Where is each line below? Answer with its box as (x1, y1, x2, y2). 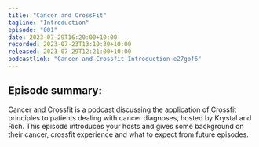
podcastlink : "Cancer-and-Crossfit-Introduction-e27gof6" (8, 56, 202, 63)
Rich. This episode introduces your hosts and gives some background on (8, 121, 245, 131)
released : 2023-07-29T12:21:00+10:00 (8, 48, 132, 56)
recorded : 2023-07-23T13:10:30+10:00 (8, 41, 132, 48)
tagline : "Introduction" (8, 19, 89, 27)
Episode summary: (8, 84, 102, 98)
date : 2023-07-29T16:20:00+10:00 (8, 33, 118, 41)
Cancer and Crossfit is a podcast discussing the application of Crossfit (8, 105, 237, 114)
